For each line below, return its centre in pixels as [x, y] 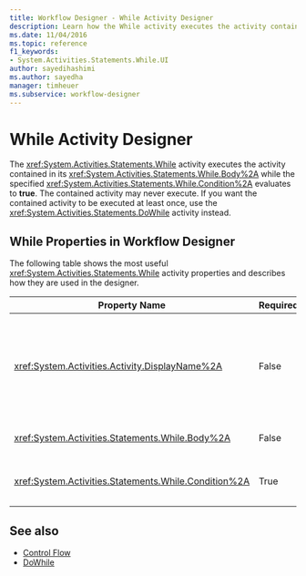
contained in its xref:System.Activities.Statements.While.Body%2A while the [153, 174]
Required [278, 305]
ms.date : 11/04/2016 [49, 35]
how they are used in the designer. [74, 283]
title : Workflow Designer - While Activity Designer [112, 18]
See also [34, 531]
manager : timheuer [44, 86]
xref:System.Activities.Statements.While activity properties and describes [148, 273]
